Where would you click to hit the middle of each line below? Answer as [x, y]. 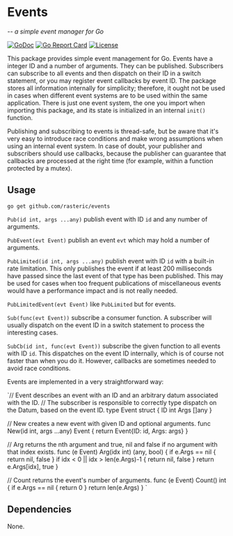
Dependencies [39, 510]
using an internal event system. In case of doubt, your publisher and [105, 146]
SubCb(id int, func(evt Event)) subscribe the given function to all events [114, 346]
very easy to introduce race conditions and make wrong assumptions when [115, 138]
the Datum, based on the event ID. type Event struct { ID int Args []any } [110, 410]
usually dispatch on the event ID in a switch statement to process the [106, 325]
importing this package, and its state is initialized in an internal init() [106, 110]
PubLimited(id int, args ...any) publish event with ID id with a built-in [111, 261]
